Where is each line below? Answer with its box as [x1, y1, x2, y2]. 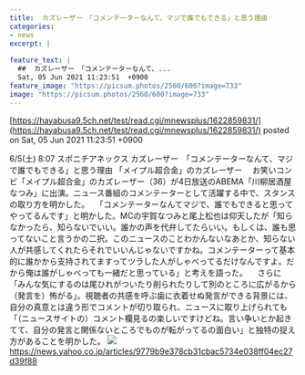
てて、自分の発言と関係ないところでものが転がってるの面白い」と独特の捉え [9, 324, 296, 335]
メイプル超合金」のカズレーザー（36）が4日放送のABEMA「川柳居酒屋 [25, 175, 292, 187]
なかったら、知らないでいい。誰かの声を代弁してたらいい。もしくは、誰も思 [9, 221, 297, 233]
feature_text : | [9, 56, 71, 65]
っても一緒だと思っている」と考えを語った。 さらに [80, 266, 282, 278]
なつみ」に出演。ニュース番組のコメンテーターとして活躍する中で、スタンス [9, 187, 296, 198]
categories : [9, 22, 55, 31]
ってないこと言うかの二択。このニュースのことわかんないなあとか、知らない [9, 233, 296, 244]
